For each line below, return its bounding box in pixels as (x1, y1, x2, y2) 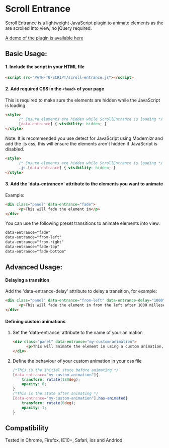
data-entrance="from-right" (5, 239, 64, 245)
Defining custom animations (5, 318, 66, 324)
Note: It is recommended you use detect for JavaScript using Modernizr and (5, 135, 163, 141)
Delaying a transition (5, 277, 50, 283)
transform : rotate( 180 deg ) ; (22, 377, 80, 382)
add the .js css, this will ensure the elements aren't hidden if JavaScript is (5, 141, 157, 147)
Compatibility (5, 424, 49, 432)
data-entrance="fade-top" (5, 244, 59, 250)
